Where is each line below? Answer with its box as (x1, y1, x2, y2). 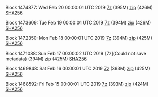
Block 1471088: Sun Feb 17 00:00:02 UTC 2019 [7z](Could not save (5, 51, 146, 56)
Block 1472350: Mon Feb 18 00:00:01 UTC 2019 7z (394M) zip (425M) (5, 35, 153, 41)
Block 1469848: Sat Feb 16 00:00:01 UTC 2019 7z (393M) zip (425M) (5, 66, 150, 71)
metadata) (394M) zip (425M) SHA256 (5, 56, 87, 62)
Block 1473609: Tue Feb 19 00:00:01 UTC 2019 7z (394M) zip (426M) (5, 20, 151, 26)
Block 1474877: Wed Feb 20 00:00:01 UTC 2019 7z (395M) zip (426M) (5, 5, 153, 10)
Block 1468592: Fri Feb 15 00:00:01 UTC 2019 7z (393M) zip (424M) (5, 81, 149, 87)
